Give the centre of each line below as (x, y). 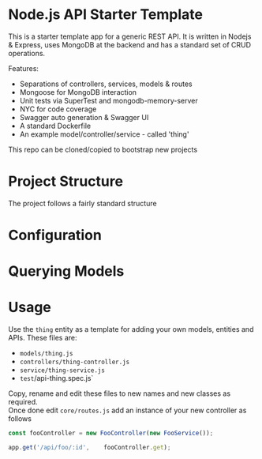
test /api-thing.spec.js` (56, 378)
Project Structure (66, 181)
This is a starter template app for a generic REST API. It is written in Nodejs (130, 36)
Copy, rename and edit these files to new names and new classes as (120, 393)
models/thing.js (46, 354)
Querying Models (66, 271)
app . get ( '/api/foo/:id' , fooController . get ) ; (90, 448)
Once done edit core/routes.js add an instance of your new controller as (127, 410)
